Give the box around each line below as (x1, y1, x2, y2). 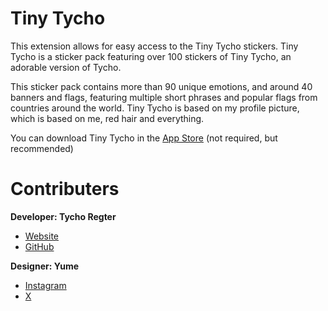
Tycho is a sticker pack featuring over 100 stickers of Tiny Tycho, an (10, 50, 292, 62)
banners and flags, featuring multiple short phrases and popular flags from (10, 91, 318, 103)
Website (24, 230, 60, 242)
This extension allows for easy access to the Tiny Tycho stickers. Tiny (10, 40, 299, 52)
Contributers (10, 178, 120, 201)
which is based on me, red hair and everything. (10, 112, 205, 124)
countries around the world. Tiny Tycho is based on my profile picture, (10, 102, 300, 114)
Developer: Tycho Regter (10, 210, 117, 222)
